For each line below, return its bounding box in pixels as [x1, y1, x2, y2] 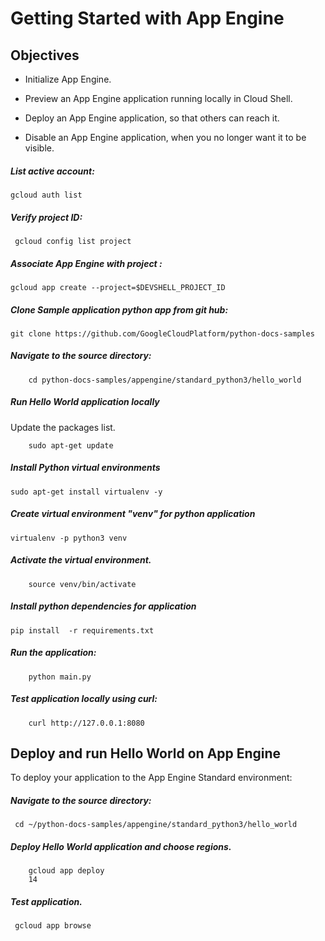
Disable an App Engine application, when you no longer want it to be [24, 132, 307, 143]
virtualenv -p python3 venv [10, 533, 128, 543]
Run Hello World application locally [10, 396, 160, 408]
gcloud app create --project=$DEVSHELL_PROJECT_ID [10, 282, 226, 292]
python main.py [28, 672, 92, 682]
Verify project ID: [10, 211, 83, 223]
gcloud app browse [14, 921, 92, 931]
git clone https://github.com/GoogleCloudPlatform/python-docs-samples [10, 328, 315, 339]
